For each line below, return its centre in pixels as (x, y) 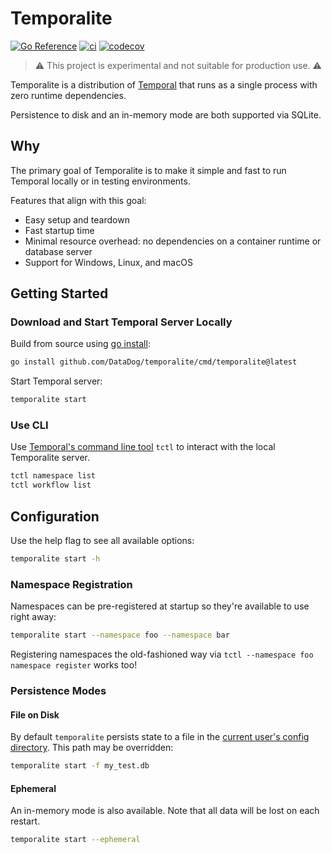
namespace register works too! (74, 665)
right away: (33, 617)
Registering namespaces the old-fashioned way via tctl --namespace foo (162, 654)
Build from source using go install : (80, 344)
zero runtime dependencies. (68, 95)
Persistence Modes (58, 691)
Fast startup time (59, 230)
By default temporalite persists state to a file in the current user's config (160, 737)
